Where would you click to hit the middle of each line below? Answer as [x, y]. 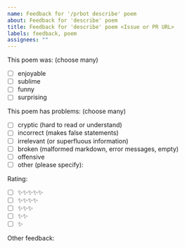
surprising [32, 97]
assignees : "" [28, 40]
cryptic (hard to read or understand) [70, 125]
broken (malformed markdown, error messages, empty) [98, 149]
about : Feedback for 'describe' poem [63, 20]
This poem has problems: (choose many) [67, 111]
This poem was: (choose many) [53, 60]
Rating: [18, 178]
